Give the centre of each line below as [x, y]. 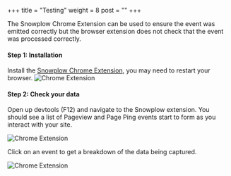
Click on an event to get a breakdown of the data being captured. [102, 152]
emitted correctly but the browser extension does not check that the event [115, 31]
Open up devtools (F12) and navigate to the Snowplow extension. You [108, 110]
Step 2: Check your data [43, 94]
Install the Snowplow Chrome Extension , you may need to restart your [109, 70]
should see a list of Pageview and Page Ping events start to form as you [112, 117]
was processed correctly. [44, 39]
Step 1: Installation [35, 55]
